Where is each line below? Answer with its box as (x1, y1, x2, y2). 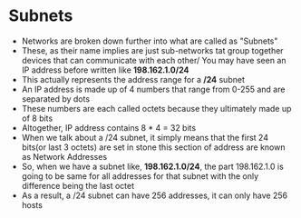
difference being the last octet (21, 180, 135, 191)
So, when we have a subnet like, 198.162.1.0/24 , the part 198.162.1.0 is (21, 161, 285, 172)
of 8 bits (21, 113, 53, 124)
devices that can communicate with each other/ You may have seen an (21, 54, 286, 65)
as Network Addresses (21, 151, 108, 162)
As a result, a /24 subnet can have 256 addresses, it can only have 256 (21, 190, 287, 201)
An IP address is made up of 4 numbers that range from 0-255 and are (21, 84, 286, 94)
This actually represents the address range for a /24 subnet (21, 74, 246, 84)
